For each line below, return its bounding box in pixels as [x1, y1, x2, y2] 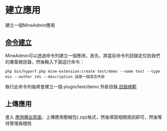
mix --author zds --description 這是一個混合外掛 [5, 74, 105, 79]
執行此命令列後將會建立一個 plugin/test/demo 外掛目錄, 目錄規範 [5, 83, 137, 89]
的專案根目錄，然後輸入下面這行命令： [5, 59, 84, 65]
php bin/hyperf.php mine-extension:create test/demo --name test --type [5, 69, 160, 74]
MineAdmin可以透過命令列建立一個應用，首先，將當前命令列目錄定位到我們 [5, 52, 160, 58]
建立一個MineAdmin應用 [5, 22, 55, 28]
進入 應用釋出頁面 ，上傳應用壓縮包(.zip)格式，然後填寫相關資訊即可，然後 [5, 114, 158, 120]
